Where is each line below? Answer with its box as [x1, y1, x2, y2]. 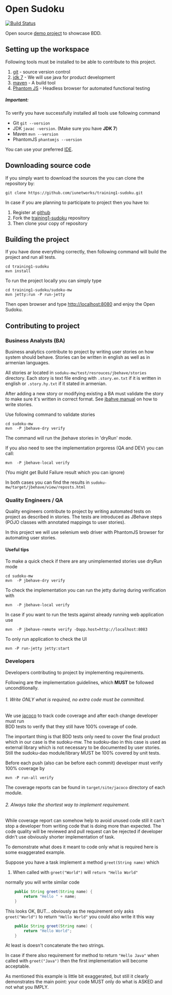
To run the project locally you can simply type [5, 277, 102, 284]
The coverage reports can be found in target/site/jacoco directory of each [5, 784, 165, 791]
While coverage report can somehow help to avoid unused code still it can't [5, 817, 165, 824]
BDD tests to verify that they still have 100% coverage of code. [5, 724, 138, 730]
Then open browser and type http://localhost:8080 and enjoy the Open [5, 301, 155, 307]
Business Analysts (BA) [5, 337, 66, 344]
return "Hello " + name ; [24, 894, 77, 899]
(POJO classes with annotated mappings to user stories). [5, 519, 126, 526]
